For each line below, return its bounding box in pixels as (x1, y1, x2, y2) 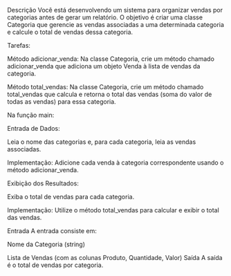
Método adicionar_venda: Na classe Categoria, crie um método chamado (7, 55, 214, 63)
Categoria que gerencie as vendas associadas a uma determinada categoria (7, 21, 225, 28)
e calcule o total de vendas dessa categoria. (7, 28, 133, 36)
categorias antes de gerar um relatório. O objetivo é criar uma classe (7, 13, 203, 21)
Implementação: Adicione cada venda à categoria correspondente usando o (7, 158, 224, 167)
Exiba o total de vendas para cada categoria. (7, 193, 135, 201)
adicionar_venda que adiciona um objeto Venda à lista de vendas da (7, 62, 201, 70)
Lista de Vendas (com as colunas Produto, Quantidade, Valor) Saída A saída (7, 254, 223, 261)
